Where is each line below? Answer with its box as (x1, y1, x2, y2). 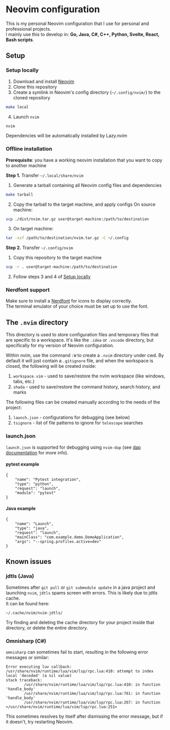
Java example (6, 505, 36, 511)
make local (6, 104, 29, 110)
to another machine (6, 162, 47, 169)
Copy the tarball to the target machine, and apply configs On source (13, 201, 156, 207)
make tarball (6, 192, 33, 197)
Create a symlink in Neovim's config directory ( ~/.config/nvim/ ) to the (13, 89, 161, 95)
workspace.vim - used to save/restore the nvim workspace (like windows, (13, 373, 165, 379)
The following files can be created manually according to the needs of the (6, 399, 160, 405)
